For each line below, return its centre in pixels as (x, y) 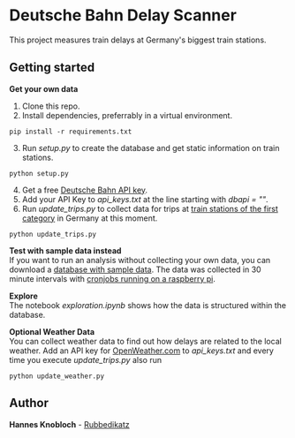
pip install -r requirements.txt (71, 132)
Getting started (52, 68)
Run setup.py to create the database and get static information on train (151, 147)
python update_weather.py (57, 376)
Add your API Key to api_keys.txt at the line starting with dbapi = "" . (145, 199)
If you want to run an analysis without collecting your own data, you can (140, 260)
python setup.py (39, 173)
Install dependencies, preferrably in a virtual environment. (127, 115)
